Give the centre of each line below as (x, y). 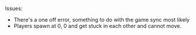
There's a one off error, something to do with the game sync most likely (102, 20)
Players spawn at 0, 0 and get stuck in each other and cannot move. (98, 26)
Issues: (14, 8)
